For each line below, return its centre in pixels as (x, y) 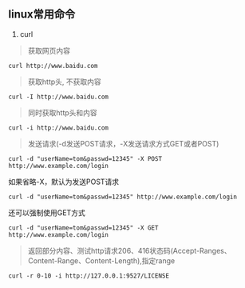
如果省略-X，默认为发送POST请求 (64, 182)
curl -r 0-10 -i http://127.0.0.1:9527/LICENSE (89, 276)
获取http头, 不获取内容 (64, 82)
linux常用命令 (42, 14)
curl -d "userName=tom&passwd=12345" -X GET (83, 228)
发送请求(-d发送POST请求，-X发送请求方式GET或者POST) (123, 143)
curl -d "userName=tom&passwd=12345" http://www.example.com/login (123, 197)
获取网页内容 (49, 50)
